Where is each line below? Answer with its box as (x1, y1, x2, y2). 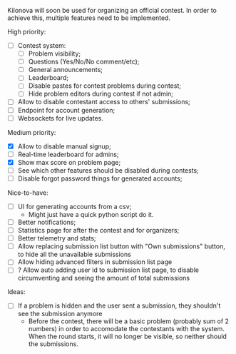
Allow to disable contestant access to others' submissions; (17, 98, 190, 106)
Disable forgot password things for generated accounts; (17, 174, 183, 183)
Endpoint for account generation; (17, 106, 116, 114)
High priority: (7, 28, 46, 36)
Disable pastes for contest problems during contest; (28, 81, 182, 90)
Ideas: (7, 288, 26, 296)
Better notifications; (17, 218, 76, 226)
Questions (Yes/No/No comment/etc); (28, 57, 140, 66)
